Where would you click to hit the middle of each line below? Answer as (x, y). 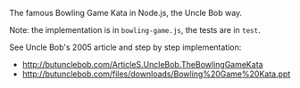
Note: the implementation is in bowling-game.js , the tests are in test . (135, 30)
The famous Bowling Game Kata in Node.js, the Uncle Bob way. (126, 13)
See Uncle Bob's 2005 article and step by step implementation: (125, 47)
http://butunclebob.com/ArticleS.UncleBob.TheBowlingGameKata (142, 64)
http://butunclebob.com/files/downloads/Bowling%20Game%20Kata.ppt (156, 74)
